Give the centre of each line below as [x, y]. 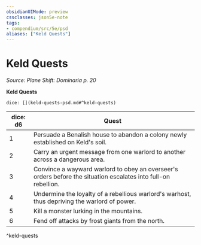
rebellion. [46, 184]
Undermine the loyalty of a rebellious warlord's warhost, [112, 194]
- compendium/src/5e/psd [37, 28]
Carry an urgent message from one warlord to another [109, 152]
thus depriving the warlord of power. [85, 201]
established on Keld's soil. [70, 143]
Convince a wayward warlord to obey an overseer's [106, 170]
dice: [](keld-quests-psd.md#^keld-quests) [61, 103]
